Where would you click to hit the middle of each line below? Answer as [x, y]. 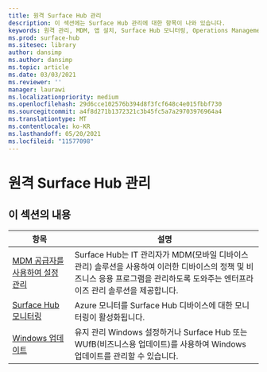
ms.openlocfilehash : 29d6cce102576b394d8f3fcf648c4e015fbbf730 [115, 104]
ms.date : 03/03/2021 [43, 75]
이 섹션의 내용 [40, 215]
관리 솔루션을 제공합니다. [135, 290]
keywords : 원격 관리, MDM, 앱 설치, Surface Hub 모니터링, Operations [118, 30]
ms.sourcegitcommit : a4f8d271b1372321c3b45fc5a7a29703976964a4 [115, 112]
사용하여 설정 [35, 273]
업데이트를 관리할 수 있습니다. [126, 356]
